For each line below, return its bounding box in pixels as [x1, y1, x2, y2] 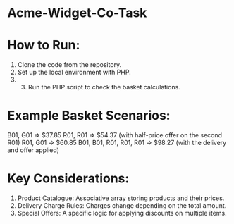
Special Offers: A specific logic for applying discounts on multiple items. [17, 209, 227, 217]
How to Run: [7, 37, 80, 54]
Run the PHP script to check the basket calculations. [27, 83, 181, 92]
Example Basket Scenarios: [7, 108, 171, 124]
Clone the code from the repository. [17, 61, 122, 69]
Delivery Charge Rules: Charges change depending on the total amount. [17, 201, 227, 209]
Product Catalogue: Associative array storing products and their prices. [17, 194, 225, 202]
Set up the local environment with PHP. [17, 68, 132, 77]
